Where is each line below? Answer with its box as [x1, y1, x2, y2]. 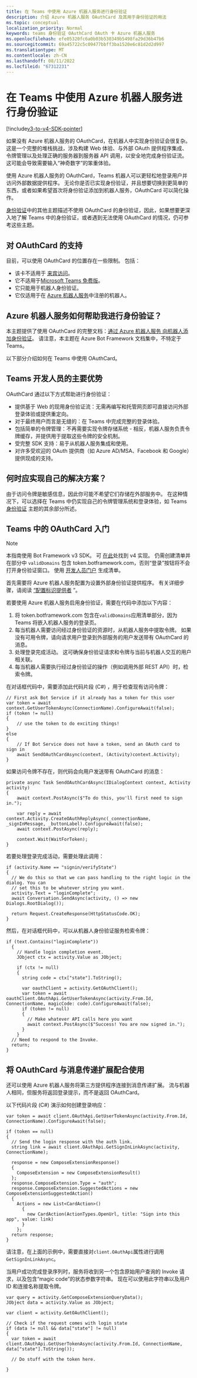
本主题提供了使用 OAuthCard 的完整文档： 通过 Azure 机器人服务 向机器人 [6, 327, 183, 334]
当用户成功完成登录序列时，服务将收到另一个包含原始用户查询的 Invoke [6, 1268, 178, 1275]
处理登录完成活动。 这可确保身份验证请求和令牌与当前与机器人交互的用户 [14, 649, 192, 656]
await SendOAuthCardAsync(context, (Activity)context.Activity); [16, 752, 181, 758]
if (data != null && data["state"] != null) [6, 1326, 117, 1331]
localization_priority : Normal [6, 25, 83, 31]
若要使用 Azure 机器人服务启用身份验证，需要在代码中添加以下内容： [6, 599, 173, 606]
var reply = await [16, 811, 62, 817]
